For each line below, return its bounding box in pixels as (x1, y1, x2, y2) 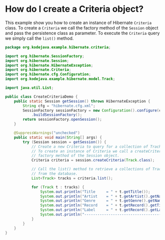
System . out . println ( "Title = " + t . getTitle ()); (40, 189, 151, 194)
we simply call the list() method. (5, 35, 74, 41)
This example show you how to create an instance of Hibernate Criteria (5, 20, 152, 26)
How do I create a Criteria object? (5, 3, 144, 15)
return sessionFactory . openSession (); (23, 117, 102, 122)
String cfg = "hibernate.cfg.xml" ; (23, 103, 96, 108)
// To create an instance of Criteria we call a (31, 149, 133, 154)
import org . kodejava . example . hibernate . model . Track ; (5, 77, 115, 81)
